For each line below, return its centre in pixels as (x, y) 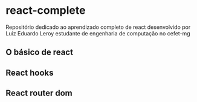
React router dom (39, 93)
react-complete (46, 10)
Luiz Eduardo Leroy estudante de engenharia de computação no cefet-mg (98, 33)
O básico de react (40, 52)
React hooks (30, 73)
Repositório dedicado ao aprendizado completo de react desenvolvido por (98, 27)
